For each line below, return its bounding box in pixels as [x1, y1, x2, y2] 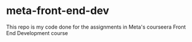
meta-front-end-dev [6, 4, 109, 17]
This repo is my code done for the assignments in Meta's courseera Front [6, 23, 186, 30]
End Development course [6, 29, 68, 36]
